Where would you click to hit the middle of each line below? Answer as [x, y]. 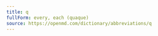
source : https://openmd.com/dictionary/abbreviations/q [79, 23]
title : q [17, 12]
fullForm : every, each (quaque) [47, 18]
